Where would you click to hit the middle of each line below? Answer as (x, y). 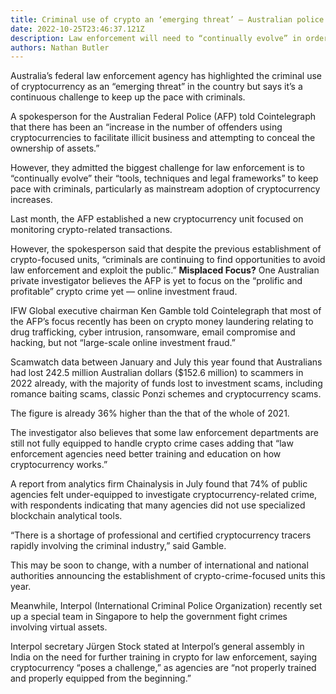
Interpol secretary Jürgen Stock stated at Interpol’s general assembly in (157, 647)
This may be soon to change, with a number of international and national (159, 565)
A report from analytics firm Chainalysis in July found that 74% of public (159, 484)
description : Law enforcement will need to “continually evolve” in (156, 38)
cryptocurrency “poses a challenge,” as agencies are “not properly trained (163, 668)
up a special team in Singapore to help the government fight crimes (149, 617)
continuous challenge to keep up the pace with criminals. (128, 97)
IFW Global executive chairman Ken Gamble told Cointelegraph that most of (166, 311)
